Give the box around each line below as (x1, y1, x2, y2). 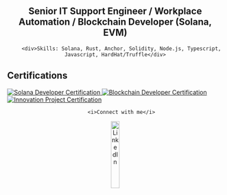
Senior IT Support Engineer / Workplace (28, 5, 202, 17)
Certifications (7, 70, 68, 82)
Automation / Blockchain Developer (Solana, (18, 16, 213, 28)
